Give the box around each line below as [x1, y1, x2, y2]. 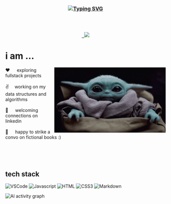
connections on [5, 112, 38, 119]
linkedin [5, 118, 22, 124]
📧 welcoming [5, 107, 38, 113]
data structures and [5, 91, 47, 97]
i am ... [5, 50, 35, 62]
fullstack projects [5, 73, 42, 79]
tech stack [5, 169, 40, 178]
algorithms [5, 97, 28, 103]
